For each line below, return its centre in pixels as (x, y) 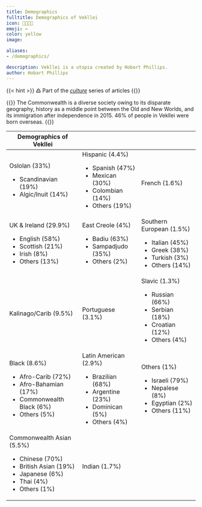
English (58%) (40, 239)
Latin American (103, 355)
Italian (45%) (170, 242)
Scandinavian (39, 179)
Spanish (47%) (114, 168)
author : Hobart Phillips (37, 73)
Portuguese (99, 309)
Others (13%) (39, 261)
